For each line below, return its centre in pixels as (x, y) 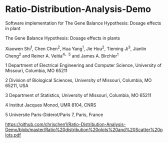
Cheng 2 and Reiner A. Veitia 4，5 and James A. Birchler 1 (62, 55)
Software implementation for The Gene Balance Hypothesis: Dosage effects (83, 23)
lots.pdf (13, 135)
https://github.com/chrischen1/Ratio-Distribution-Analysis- (65, 124)
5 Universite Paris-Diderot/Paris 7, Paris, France (54, 115)
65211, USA (17, 85)
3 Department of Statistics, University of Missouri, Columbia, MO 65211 (78, 95)
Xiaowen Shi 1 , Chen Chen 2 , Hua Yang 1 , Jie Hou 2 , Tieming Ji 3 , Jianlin (76, 48)
